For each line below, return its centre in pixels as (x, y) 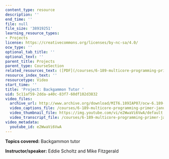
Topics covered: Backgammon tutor (43, 141)
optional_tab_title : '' (30, 52)
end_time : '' (19, 19)
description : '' (22, 15)
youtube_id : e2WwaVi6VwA (36, 127)
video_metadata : (22, 122)
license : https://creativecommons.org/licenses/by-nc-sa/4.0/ (72, 43)
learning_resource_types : (32, 33)
